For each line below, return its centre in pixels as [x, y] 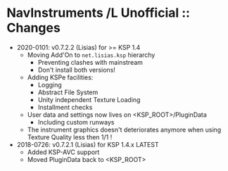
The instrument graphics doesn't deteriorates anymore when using [124, 129]
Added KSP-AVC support [63, 152]
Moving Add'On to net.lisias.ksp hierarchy [91, 55]
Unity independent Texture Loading [89, 99]
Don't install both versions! [76, 70]
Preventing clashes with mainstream [90, 62]
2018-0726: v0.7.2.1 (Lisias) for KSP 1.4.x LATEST [88, 144]
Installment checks [65, 107]
